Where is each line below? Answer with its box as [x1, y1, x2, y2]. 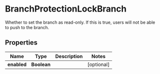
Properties [5, 39, 38, 47]
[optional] [87, 61, 110, 68]
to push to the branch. [5, 24, 49, 30]
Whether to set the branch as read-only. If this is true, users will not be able [5, 19, 156, 25]
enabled [7, 61, 27, 68]
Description [55, 53, 83, 59]
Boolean [31, 61, 51, 68]
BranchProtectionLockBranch [5, 3, 127, 15]
